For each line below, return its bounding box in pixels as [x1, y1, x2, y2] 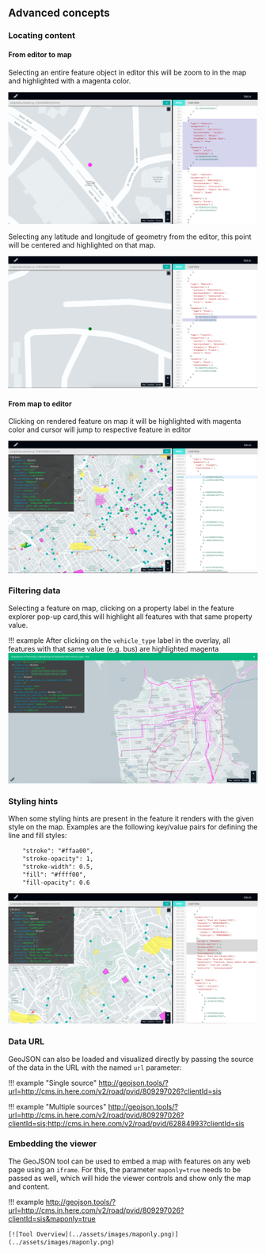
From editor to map [8, 49, 73, 59]
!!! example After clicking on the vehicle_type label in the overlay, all [8, 635, 231, 645]
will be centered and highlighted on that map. [8, 240, 156, 249]
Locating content [8, 30, 75, 41]
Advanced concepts [8, 6, 111, 20]
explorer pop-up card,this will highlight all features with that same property [8, 611, 253, 621]
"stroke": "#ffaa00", [22, 847, 93, 855]
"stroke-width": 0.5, [22, 863, 93, 871]
